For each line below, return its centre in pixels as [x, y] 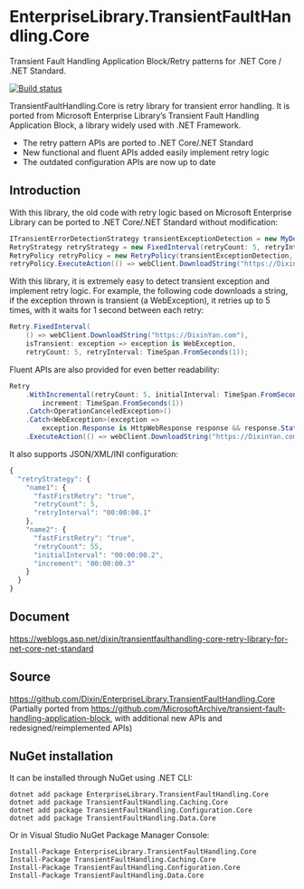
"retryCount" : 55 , [68, 546]
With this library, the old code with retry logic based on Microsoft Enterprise [151, 212]
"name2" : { [46, 530]
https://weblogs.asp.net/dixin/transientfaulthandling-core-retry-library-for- [149, 639]
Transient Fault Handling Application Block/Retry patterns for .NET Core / [146, 61]
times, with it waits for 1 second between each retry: [107, 310]
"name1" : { [46, 487]
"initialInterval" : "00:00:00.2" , [99, 555]
